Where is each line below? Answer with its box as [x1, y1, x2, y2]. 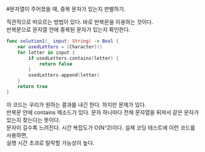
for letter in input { [17, 49, 75, 56]
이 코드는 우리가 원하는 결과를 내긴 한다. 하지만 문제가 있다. [6, 101, 147, 108]
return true [17, 84, 48, 90]
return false [39, 60, 72, 67]
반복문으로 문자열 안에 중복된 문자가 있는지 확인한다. [6, 26, 130, 33]
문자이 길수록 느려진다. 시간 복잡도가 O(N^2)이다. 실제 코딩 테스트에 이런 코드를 [6, 124, 196, 131]
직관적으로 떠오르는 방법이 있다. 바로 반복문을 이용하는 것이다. [6, 18, 154, 26]
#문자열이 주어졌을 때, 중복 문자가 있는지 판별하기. [6, 5, 126, 12]
